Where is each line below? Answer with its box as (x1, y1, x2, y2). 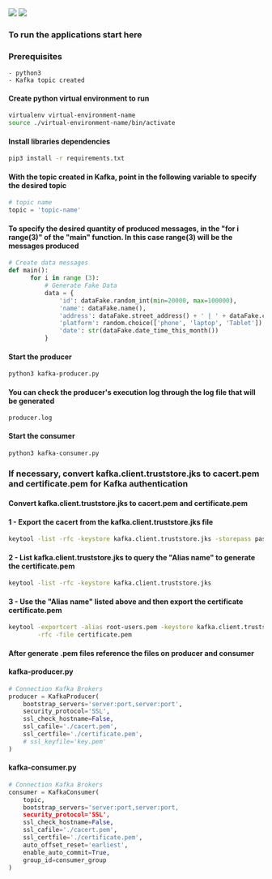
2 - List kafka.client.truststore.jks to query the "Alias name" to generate (8, 552, 256, 562)
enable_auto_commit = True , (23, 848, 111, 856)
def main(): (8, 267, 49, 275)
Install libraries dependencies (8, 136, 111, 146)
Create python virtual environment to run (8, 93, 150, 103)
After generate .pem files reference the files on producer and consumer (8, 648, 255, 658)
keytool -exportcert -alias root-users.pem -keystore (8, 624, 194, 632)
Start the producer (8, 352, 73, 362)
